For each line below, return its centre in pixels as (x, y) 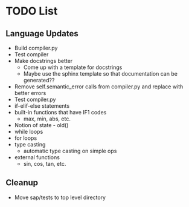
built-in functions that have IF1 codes (60, 112)
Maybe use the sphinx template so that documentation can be (100, 74)
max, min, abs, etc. (47, 119)
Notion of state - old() (41, 125)
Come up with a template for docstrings (73, 67)
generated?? (39, 80)
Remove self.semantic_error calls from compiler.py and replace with (99, 87)
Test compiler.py (35, 99)
